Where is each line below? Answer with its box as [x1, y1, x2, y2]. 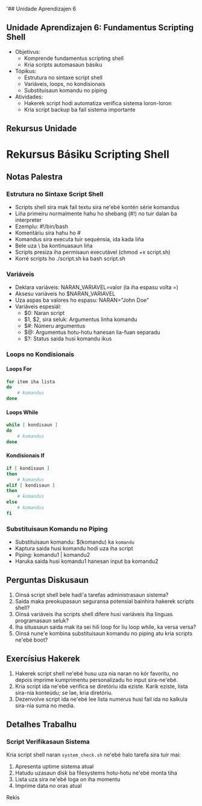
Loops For [6, 365, 32, 372]
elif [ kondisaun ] [6, 482, 55, 489]
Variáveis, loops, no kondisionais [24, 80, 106, 87]
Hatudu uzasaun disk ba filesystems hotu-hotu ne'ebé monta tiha [14, 769, 178, 776]
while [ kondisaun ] [6, 422, 58, 428]
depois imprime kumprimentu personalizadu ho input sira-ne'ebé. [14, 676, 178, 683]
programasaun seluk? [14, 617, 69, 624]
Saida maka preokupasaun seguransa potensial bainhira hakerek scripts [14, 597, 194, 605]
